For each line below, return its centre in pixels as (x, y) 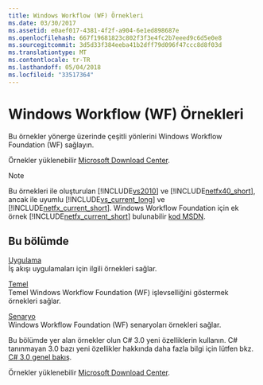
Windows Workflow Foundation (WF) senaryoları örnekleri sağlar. (115, 325)
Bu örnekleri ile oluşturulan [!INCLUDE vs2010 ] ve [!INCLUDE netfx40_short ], (132, 191)
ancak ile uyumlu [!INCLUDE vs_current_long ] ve (87, 199)
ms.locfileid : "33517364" (51, 75)
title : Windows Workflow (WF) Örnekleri (76, 16)
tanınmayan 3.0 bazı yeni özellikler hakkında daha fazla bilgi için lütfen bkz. (131, 349)
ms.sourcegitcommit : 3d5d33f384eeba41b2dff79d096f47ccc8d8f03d (115, 45)
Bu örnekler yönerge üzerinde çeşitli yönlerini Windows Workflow (115, 136)
